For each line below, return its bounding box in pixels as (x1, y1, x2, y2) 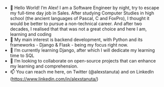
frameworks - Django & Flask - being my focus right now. (10, 42, 128, 47)
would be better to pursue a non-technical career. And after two (10, 20, 142, 26)
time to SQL (10, 52, 35, 58)
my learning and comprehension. (10, 63, 79, 69)
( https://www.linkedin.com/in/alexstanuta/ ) (10, 76, 99, 82)
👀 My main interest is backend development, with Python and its (10, 36, 143, 42)
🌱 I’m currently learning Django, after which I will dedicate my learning (10, 47, 155, 53)
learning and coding (10, 31, 52, 37)
